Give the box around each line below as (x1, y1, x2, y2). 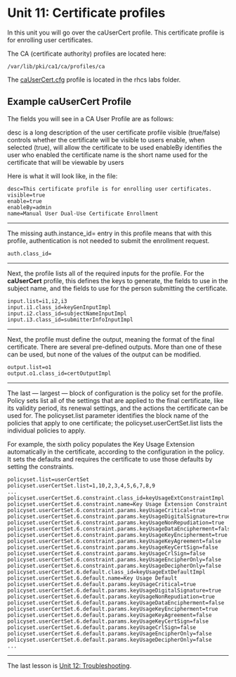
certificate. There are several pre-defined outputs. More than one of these (7, 342, 223, 351)
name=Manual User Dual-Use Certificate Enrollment (7, 210, 159, 217)
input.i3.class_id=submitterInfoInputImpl (7, 316, 133, 323)
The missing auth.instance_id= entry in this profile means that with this (7, 229, 212, 237)
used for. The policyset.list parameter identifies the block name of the (7, 411, 209, 420)
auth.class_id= (7, 250, 52, 257)
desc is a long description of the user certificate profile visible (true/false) (7, 128, 221, 137)
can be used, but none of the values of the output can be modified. (7, 350, 202, 359)
